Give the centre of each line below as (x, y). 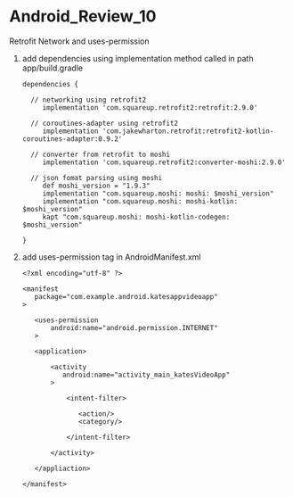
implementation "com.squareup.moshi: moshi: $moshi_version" (158, 194)
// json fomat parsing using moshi (97, 178)
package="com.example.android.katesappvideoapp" (126, 296)
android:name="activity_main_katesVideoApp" (146, 375)
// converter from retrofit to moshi (101, 154)
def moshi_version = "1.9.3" (96, 186)
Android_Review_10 (83, 17)
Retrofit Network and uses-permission (79, 41)
